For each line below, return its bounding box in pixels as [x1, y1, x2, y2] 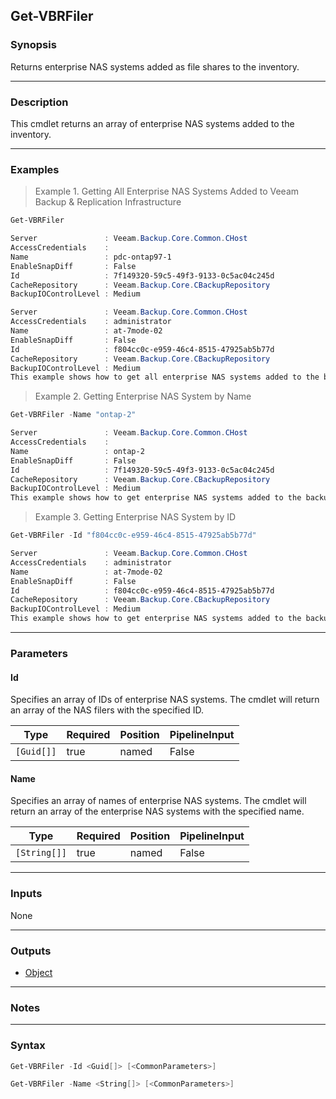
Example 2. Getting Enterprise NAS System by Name [34, 390, 252, 403]
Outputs [10, 944, 52, 958]
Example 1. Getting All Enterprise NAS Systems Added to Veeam [34, 185, 300, 198]
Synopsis [10, 38, 57, 52]
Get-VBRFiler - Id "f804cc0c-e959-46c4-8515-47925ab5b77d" [10, 530, 257, 541]
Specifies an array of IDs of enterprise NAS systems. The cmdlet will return [10, 694, 320, 706]
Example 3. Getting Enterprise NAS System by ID [34, 511, 237, 523]
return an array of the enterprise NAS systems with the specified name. [10, 805, 305, 818]
